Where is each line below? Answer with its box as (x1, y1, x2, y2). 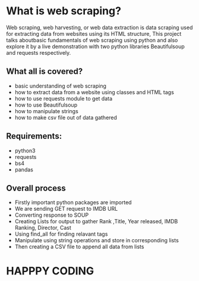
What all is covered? (6, 67, 83, 77)
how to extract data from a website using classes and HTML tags (14, 88, 174, 96)
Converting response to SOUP (14, 211, 89, 218)
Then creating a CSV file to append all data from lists (14, 243, 144, 251)
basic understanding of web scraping (14, 82, 107, 89)
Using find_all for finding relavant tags (14, 230, 108, 238)
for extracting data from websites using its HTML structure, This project (6, 30, 182, 37)
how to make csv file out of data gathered (14, 114, 118, 121)
